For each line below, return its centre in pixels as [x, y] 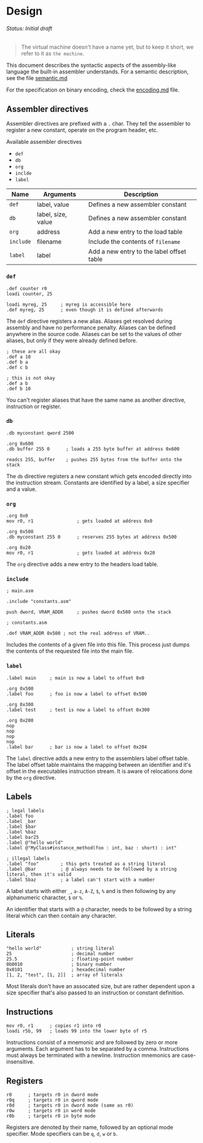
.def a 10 [19, 357]
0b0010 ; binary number [59, 965]
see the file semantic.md [37, 78]
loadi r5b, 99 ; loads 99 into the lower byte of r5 [77, 1031]
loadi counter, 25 [29, 294]
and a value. [21, 489]
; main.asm [20, 591]
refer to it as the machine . [53, 53]
